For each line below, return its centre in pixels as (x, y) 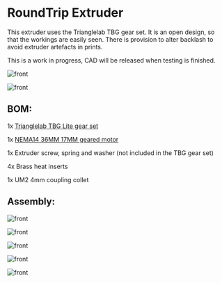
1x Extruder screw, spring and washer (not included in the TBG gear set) (111, 153)
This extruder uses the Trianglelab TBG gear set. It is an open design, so (111, 32)
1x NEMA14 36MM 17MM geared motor (63, 139)
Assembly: (31, 202)
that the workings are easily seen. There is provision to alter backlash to (110, 39)
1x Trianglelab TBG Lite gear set (53, 126)
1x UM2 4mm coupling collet (48, 179)
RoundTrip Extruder (65, 13)
